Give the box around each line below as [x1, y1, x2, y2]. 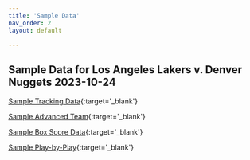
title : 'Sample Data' [8, 11, 80, 20]
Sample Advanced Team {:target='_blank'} [8, 112, 146, 122]
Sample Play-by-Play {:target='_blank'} [8, 142, 134, 152]
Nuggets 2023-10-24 [8, 75, 117, 88]
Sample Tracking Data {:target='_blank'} [8, 96, 139, 106]
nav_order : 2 [8, 19, 52, 27]
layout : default [8, 26, 62, 34]
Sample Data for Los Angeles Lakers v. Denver [8, 63, 243, 76]
